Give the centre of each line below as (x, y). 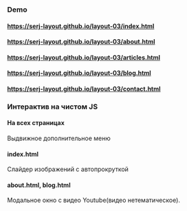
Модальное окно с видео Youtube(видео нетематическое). (94, 200)
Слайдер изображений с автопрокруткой (68, 169)
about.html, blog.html (39, 185)
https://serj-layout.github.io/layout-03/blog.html (79, 73)
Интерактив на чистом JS (53, 107)
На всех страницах (36, 123)
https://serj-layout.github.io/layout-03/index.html (81, 26)
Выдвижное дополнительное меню (59, 138)
